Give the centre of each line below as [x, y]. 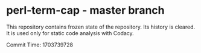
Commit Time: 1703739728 [40, 45]
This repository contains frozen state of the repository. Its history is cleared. [101, 27]
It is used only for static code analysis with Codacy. [70, 33]
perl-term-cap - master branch [85, 10]
